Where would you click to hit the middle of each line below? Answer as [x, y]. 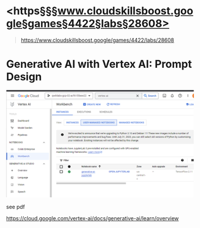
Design [24, 77]
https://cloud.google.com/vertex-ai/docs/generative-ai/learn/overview [93, 218]
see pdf [15, 207]
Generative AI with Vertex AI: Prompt [99, 64]
